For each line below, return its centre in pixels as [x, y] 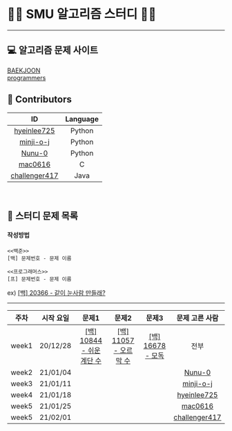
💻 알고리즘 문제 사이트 [53, 50]
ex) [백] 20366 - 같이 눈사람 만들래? [56, 293]
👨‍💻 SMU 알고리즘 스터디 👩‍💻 [82, 14]
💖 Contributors [40, 100]
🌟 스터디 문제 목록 [42, 216]
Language [82, 119]
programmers [27, 77]
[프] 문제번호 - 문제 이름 [39, 279]
